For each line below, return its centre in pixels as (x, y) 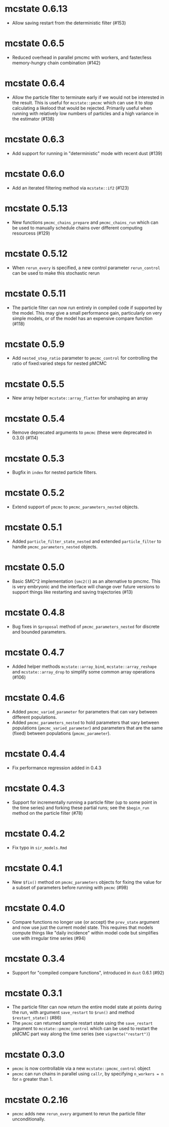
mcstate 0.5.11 (35, 293)
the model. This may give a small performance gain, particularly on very (87, 313)
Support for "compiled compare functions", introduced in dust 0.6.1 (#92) (88, 972)
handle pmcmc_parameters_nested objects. (55, 547)
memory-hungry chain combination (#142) (56, 63)
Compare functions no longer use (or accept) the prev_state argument (86, 922)
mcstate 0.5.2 (35, 493)
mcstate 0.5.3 (35, 458)
